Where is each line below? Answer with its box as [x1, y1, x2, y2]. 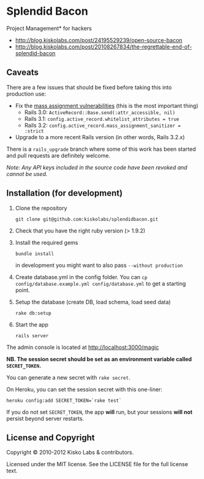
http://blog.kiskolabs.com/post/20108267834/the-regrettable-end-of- [15, 43, 192, 50]
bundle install [15, 250, 55, 257]
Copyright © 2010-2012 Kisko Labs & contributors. [6, 449, 134, 456]
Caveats [6, 67, 39, 78]
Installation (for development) [6, 188, 123, 199]
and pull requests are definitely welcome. [6, 151, 111, 159]
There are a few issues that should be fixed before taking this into [6, 83, 172, 91]
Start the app [15, 321, 49, 328]
